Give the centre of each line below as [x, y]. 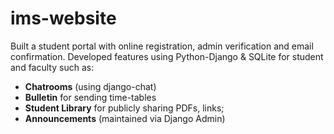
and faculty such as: [52, 67]
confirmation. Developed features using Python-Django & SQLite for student [167, 56]
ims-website [63, 18]
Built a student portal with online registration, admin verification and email [162, 46]
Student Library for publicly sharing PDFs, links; [124, 108]
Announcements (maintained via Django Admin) [125, 118]
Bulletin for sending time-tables [90, 97]
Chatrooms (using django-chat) [90, 86]
